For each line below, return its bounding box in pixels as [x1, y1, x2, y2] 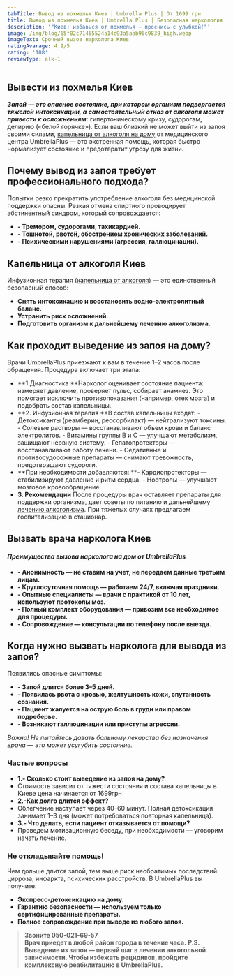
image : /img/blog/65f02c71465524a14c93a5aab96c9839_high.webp [7, 29, 192, 37]
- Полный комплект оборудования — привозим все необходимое [17, 605, 220, 613]
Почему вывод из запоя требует [7, 165, 156, 177]
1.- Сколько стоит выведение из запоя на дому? [17, 774, 165, 783]
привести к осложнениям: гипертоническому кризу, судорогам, [7, 114, 202, 123]
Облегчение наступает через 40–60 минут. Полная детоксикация [17, 804, 213, 812]
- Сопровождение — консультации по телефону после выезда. [17, 619, 211, 628]
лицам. [17, 575, 40, 584]
